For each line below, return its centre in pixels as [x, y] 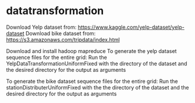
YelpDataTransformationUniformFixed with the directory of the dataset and [97, 64]
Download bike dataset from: [61, 33]
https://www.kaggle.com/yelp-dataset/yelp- [131, 27]
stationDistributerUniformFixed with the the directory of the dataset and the [98, 87]
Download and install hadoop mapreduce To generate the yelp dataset [91, 51]
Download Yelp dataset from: [41, 27]
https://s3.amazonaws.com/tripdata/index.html [63, 39]
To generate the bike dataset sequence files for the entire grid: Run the [92, 81]
